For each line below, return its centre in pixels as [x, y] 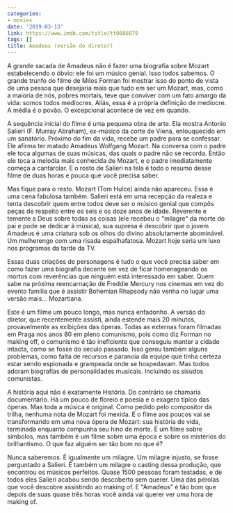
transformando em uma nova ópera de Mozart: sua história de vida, [104, 421]
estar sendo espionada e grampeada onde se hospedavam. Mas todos [109, 364]
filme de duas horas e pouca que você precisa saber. [83, 175]
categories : [24, 14]
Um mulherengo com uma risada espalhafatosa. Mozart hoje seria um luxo [114, 240]
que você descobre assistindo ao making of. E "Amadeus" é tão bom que [112, 487]
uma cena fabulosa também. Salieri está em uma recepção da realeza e [110, 196]
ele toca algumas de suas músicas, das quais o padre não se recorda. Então [116, 153]
